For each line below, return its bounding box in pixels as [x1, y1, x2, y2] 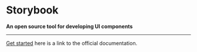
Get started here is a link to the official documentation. [6, 39, 138, 47]
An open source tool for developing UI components [6, 23, 133, 30]
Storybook [6, 4, 59, 17]
